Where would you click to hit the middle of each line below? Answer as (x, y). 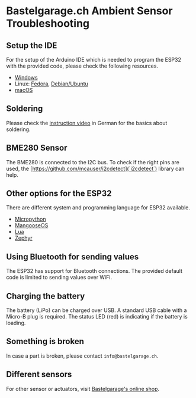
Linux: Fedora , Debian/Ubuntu (52, 84)
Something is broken (45, 341)
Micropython (30, 219)
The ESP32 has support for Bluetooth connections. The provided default (94, 271)
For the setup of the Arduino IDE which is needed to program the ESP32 (94, 60)
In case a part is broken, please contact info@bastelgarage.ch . (82, 356)
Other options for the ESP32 (59, 194)
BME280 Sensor (37, 148)
